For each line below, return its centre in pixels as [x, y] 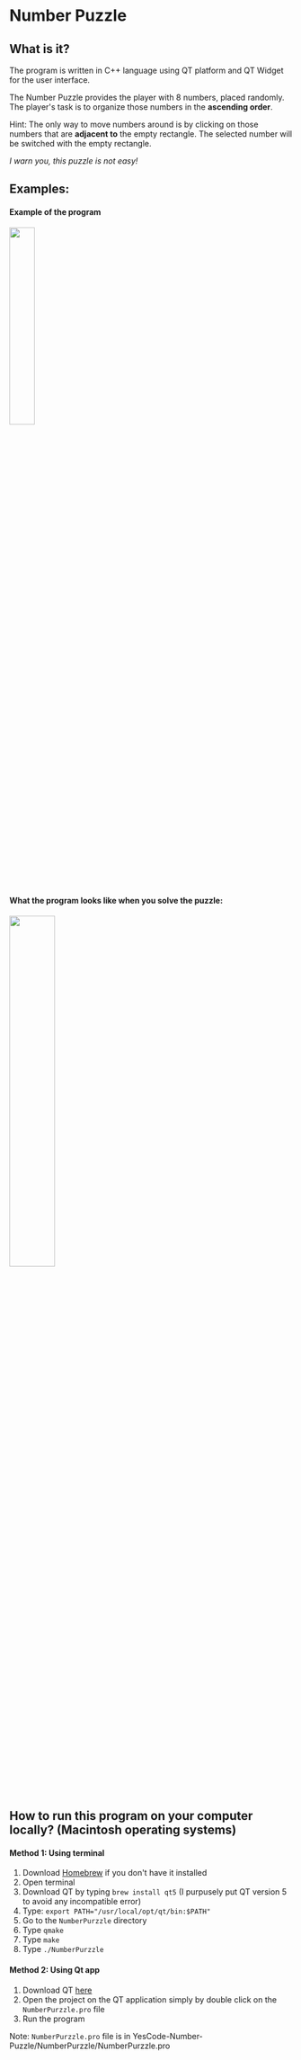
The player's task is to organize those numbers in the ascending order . [141, 107]
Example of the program [55, 211]
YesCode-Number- [168, 2036]
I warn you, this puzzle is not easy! [74, 161]
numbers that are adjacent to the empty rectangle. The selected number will [151, 134]
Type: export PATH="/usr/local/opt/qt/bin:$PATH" [116, 1911]
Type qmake [43, 1931]
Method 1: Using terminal [57, 1852]
